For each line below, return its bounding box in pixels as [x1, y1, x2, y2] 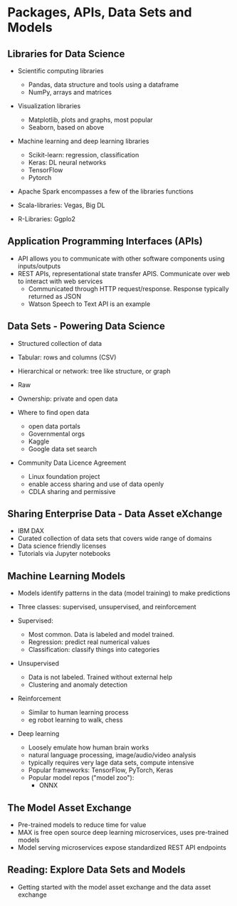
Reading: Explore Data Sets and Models [7, 864, 186, 876]
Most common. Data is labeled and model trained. [28, 631, 174, 639]
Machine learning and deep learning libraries [17, 137, 149, 145]
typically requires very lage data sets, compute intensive [28, 759, 194, 767]
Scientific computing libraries [17, 67, 105, 75]
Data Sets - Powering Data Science [7, 320, 165, 332]
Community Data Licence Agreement [17, 458, 127, 467]
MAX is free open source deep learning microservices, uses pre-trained [17, 828, 229, 837]
